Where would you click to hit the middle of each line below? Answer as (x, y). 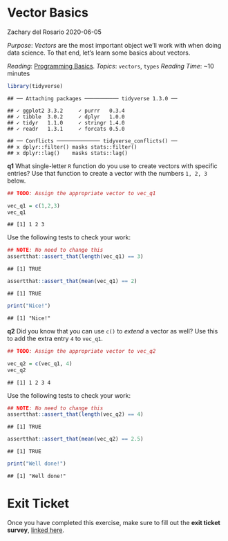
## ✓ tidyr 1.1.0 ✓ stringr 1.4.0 (66, 122)
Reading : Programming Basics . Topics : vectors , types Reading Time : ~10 (111, 66)
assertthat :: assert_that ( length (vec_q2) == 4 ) (75, 414)
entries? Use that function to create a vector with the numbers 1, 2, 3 (107, 173)
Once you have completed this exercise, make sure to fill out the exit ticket (114, 523)
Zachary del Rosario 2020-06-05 (55, 32)
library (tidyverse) (35, 86)
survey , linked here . (36, 530)
